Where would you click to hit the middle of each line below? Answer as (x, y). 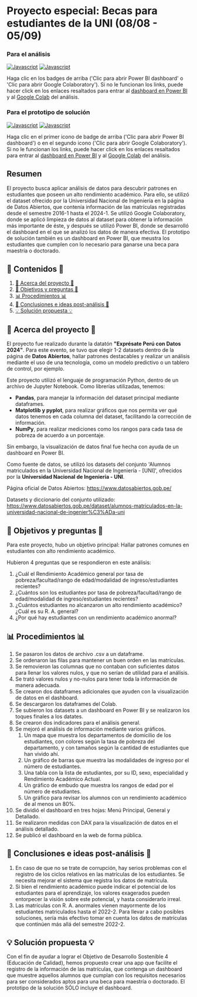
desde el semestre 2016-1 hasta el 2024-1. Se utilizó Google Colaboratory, (96, 213)
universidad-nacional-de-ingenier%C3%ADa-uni (66, 512)
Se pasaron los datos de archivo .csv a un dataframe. (79, 653)
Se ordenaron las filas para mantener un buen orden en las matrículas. (100, 660)
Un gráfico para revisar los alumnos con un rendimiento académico (105, 798)
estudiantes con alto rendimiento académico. (61, 551)
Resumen (24, 174)
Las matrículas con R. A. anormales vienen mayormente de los (91, 905)
